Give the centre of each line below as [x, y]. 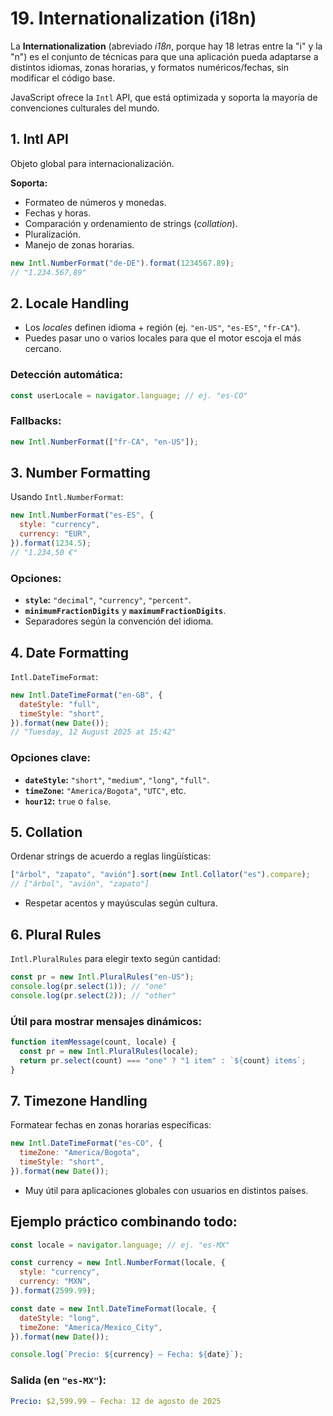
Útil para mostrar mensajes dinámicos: [106, 1021]
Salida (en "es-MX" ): [58, 1380]
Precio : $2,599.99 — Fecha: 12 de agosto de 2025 [116, 1401]
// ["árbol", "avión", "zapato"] [80, 884]
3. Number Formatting [80, 473]
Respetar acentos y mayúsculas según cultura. [121, 903]
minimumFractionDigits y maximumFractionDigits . [125, 611]
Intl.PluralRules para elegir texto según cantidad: [115, 958]
